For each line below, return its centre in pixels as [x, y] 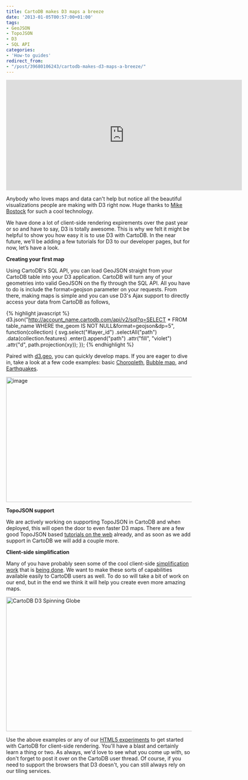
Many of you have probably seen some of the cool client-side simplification [97, 564]
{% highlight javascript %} [38, 314]
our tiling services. [29, 771]
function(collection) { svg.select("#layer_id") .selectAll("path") [82, 332]
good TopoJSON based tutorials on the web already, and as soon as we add [98, 535]
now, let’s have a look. [33, 248]
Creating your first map [35, 259]
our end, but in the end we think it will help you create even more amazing [96, 582]
